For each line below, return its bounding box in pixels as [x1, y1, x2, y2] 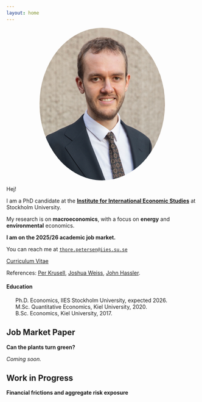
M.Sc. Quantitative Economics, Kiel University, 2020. [15, 303, 148, 310]
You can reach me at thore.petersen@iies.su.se [6, 245, 128, 253]
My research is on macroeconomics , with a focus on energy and [6, 215, 170, 223]
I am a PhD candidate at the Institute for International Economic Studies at [6, 197, 196, 204]
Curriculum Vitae [6, 257, 49, 265]
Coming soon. [6, 355, 41, 362]
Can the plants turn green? [6, 343, 75, 351]
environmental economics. [6, 221, 75, 229]
